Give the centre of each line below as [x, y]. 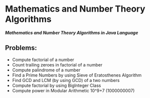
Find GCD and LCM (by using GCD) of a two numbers [66, 80]
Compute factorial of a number [43, 60]
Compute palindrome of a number [46, 70]
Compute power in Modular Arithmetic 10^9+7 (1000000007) [73, 90]
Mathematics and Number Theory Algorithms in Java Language [72, 33]
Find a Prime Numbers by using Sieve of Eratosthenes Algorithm [77, 75]
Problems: [21, 48]
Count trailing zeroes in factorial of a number [57, 65]
